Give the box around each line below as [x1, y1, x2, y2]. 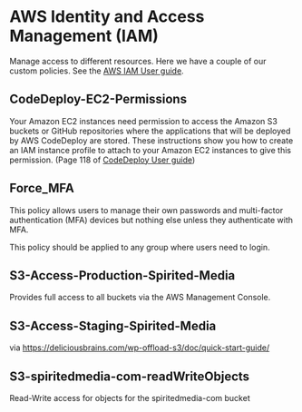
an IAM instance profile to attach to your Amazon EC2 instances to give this [9, 144, 292, 155]
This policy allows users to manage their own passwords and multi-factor [9, 204, 284, 215]
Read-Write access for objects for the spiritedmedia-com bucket [9, 393, 251, 403]
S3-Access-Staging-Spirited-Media [9, 318, 217, 333]
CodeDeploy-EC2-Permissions [9, 92, 188, 107]
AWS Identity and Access [9, 6, 205, 27]
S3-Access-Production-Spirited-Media [9, 268, 236, 283]
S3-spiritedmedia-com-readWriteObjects [9, 368, 250, 384]
